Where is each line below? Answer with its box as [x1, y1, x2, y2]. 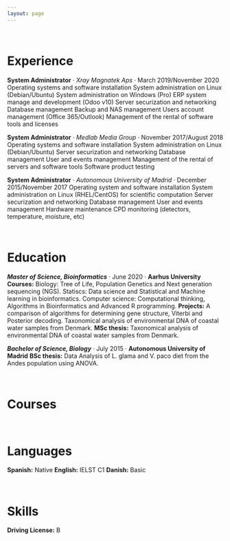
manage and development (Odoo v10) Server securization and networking [7, 98, 217, 106]
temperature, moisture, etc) [7, 212, 84, 220]
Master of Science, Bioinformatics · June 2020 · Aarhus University [7, 273, 201, 281]
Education [7, 249, 67, 265]
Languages [7, 443, 72, 458]
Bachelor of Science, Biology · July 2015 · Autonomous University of [7, 344, 206, 352]
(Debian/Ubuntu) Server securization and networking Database [7, 147, 186, 156]
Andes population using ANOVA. [7, 359, 99, 367]
